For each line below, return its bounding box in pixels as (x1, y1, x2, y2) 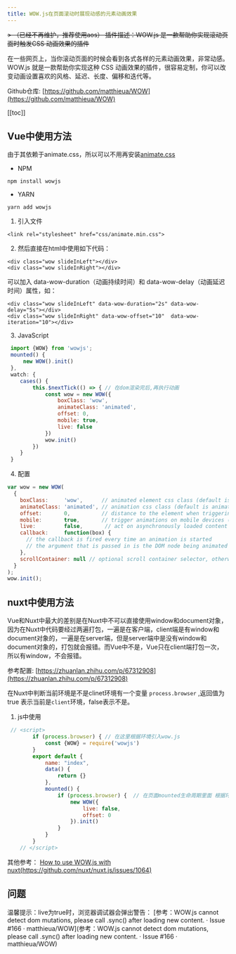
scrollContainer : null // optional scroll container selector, (20, 555, 209, 562)
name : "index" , (44, 759, 90, 766)
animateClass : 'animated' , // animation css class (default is (20, 503, 209, 510)
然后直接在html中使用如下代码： (17, 244, 111, 253)
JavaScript (17, 331, 49, 340)
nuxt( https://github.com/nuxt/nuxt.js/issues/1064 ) (7, 865, 152, 874)
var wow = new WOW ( (7, 484, 65, 491)
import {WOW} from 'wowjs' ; (10, 345, 93, 352)
